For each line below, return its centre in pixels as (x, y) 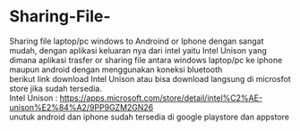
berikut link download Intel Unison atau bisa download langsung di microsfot (150, 78)
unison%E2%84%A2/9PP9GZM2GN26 (81, 107)
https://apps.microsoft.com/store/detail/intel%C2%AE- (161, 98)
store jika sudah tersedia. (56, 88)
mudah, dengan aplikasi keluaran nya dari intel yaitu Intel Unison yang (138, 50)
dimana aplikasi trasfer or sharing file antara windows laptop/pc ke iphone (146, 60)
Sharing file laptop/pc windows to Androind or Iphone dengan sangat (137, 41)
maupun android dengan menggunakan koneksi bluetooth (116, 70)
